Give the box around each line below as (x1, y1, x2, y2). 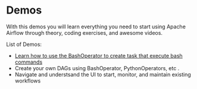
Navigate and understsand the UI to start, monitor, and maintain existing (14, 71, 192, 78)
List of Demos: (6, 41, 42, 48)
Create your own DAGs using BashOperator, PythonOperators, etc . (14, 64, 180, 71)
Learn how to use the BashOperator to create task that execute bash (14, 52, 183, 59)
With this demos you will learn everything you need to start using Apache (6, 23, 186, 30)
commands (14, 58, 43, 65)
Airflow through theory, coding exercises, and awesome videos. (6, 29, 162, 36)
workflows (14, 77, 41, 84)
